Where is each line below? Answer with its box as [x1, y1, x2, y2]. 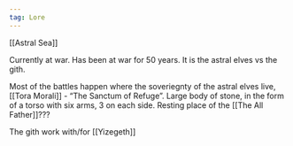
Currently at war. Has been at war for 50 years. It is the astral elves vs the [9, 54, 278, 65]
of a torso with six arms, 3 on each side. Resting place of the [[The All [9, 99, 264, 111]
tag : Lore [9, 12, 46, 22]
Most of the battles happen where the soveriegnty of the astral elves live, [9, 81, 276, 91]
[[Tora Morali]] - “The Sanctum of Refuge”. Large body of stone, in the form [9, 90, 285, 101]
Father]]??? [9, 109, 50, 119]
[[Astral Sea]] [9, 37, 58, 48]
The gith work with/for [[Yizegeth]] [9, 126, 136, 137]
